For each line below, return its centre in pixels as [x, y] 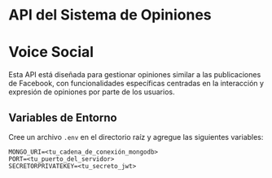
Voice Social [51, 52]
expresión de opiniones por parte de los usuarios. [92, 92]
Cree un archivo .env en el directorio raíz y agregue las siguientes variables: [136, 137]
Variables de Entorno [63, 117]
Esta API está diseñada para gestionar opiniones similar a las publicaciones [135, 75]
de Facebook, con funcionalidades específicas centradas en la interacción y [136, 84]
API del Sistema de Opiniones [110, 15]
